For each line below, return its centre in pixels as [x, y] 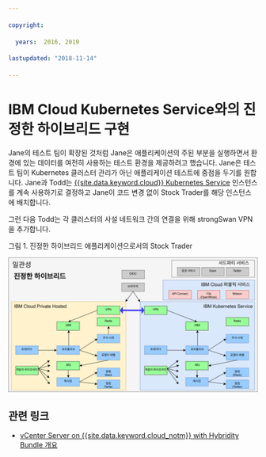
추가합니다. [34, 229]
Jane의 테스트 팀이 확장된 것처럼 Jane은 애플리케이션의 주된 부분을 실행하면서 [129, 152]
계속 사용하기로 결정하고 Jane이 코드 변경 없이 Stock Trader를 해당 [120, 192]
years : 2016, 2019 [47, 42]
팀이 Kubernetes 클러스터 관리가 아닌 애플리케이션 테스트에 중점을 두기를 [129, 172]
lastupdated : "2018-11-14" [53, 59]
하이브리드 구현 [84, 129]
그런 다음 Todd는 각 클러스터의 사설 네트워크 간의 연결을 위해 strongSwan [122, 219]
